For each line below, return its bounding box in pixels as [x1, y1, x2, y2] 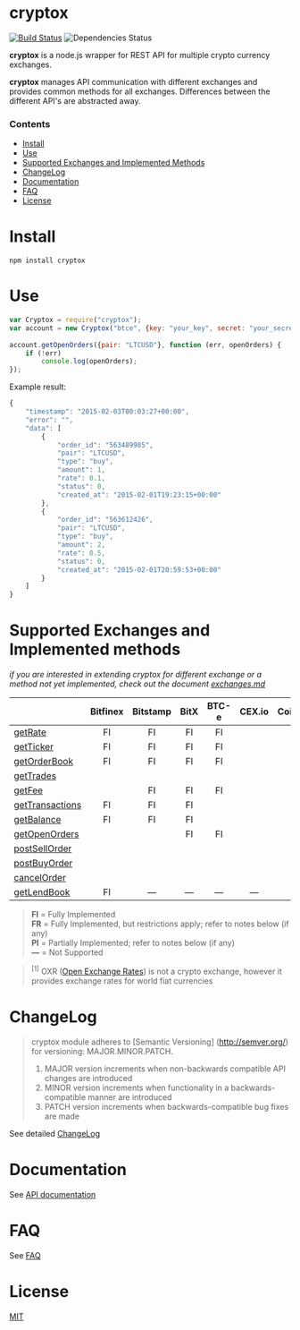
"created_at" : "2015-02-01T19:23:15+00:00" [56, 490, 221, 499]
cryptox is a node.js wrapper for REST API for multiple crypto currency [9, 49, 271, 60]
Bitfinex [89, 705, 124, 718]
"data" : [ [25, 423, 62, 432]
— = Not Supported [30, 947, 104, 958]
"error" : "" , [25, 415, 74, 424]
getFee [13, 784, 43, 797]
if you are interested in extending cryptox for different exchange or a [9, 669, 262, 680]
